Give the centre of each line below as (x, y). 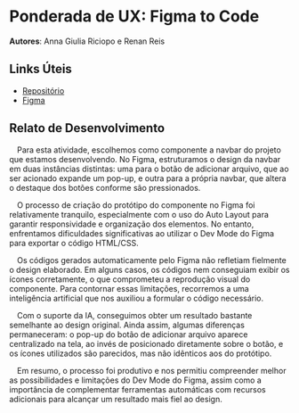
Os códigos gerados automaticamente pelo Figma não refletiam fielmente (152, 260)
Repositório (43, 90)
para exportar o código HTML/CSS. (74, 243)
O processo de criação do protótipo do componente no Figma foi (136, 205)
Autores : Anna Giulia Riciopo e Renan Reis (87, 41)
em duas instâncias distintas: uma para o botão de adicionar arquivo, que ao (149, 169)
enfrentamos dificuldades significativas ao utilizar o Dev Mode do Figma (141, 233)
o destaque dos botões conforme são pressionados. (105, 187)
